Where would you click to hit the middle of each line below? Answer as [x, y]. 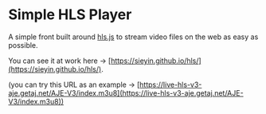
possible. [23, 45]
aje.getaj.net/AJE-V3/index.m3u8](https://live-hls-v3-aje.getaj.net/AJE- [126, 92]
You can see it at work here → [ [60, 61]
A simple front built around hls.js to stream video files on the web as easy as [133, 37]
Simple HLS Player [70, 15]
